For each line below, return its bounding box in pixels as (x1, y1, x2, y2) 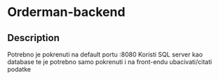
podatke (7, 65, 32, 73)
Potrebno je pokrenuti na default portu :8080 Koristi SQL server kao (7, 50, 204, 58)
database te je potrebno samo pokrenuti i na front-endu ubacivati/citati (7, 58, 213, 66)
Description (7, 32, 60, 44)
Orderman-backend (7, 4, 126, 20)
